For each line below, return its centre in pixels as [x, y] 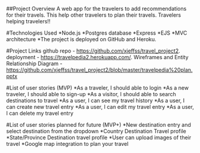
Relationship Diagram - [34, 63]
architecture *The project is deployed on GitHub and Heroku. [81, 39]
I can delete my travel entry [40, 113]
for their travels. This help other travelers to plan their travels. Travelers [94, 15]
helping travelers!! [28, 21]
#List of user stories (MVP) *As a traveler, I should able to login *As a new [98, 88]
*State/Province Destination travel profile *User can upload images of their [99, 137]
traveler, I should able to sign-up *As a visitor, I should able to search [91, 94]
